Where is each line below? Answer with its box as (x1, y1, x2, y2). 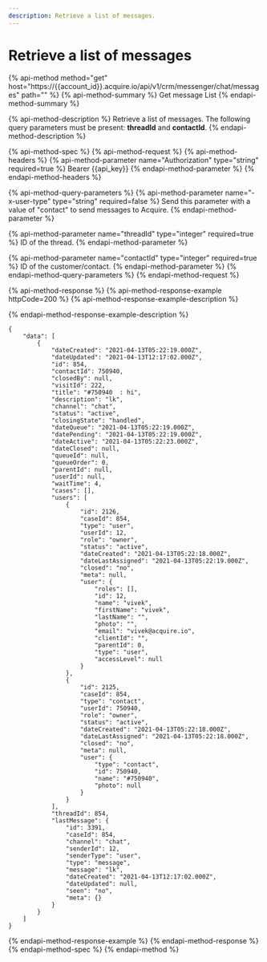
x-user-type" (8, 196, 51, 205)
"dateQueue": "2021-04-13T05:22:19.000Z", (51, 423, 196, 432)
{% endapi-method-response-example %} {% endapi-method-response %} (8, 936, 259, 945)
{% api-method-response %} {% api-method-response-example (8, 286, 222, 295)
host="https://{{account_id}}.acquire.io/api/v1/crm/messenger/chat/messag (8, 81, 260, 91)
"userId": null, (51, 473, 106, 481)
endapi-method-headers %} (8, 172, 102, 181)
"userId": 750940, (79, 704, 142, 712)
